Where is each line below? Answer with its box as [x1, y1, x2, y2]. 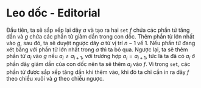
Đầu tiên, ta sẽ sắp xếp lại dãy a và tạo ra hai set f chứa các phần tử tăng [6, 26, 190, 34]
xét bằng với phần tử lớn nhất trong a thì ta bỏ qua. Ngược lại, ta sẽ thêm [6, 46, 188, 53]
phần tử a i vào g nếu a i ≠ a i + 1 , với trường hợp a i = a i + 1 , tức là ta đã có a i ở [6, 52, 196, 61]
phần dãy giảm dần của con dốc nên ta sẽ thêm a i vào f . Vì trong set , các [6, 60, 191, 69]
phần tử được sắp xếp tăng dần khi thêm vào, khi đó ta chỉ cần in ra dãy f [6, 68, 189, 76]
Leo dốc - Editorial [6, 6, 100, 20]
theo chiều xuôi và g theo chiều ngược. [6, 75, 105, 82]
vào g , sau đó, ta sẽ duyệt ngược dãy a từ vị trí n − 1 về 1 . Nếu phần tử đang [6, 39, 196, 46]
